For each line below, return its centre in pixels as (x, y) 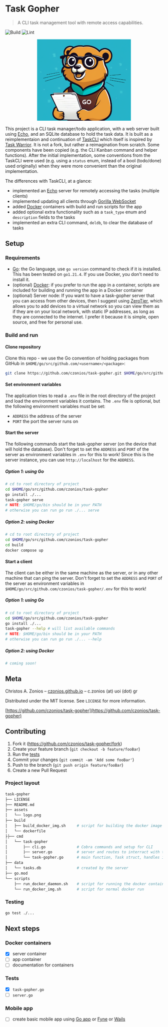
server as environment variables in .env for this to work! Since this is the (79, 454)
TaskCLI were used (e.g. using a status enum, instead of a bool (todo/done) (83, 160)
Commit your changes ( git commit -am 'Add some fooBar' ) (73, 760)
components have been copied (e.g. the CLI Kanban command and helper (81, 150)
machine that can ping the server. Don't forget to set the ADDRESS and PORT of (84, 578)
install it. (21, 279)
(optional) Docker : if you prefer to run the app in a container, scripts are (86, 285)
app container (27, 959)
